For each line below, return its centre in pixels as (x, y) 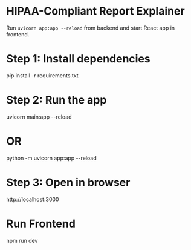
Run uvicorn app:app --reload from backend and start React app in (91, 28)
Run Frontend (41, 224)
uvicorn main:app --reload (39, 117)
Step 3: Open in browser (68, 182)
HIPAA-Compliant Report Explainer (96, 11)
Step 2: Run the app (57, 100)
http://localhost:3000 (33, 199)
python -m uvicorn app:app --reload (51, 158)
